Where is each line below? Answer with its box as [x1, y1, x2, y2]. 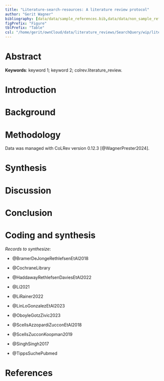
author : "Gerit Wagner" [5, 12, 54, 17]
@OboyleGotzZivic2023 [12, 312, 61, 318]
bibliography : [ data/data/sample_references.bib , [5, 16, 108, 21]
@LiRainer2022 [12, 293, 43, 299]
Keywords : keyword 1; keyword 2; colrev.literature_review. [5, 67, 123, 73]
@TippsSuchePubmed [12, 350, 58, 356]
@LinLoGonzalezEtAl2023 [12, 303, 65, 309]
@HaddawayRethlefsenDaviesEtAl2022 [12, 274, 92, 280]
